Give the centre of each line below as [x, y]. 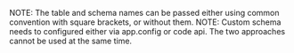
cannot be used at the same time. [70, 41]
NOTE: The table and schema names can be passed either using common [144, 13]
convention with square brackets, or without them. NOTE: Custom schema [145, 22]
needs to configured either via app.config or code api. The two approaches [147, 31]
